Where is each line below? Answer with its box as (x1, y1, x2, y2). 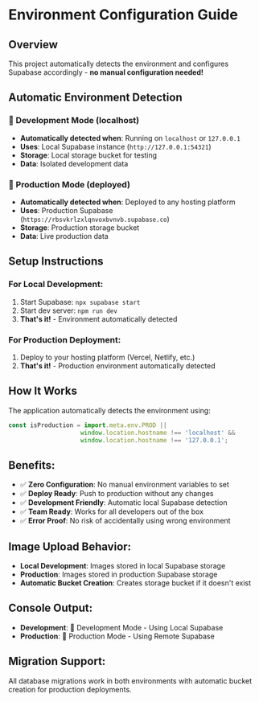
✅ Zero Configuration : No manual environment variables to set (19, 480, 229, 490)
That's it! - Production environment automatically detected (19, 360, 216, 371)
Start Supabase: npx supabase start (19, 297, 141, 306)
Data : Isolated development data (19, 158, 129, 168)
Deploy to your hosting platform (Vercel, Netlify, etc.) (19, 352, 195, 362)
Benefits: (8, 458, 55, 472)
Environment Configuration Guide (8, 6, 239, 24)
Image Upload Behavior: (8, 540, 131, 553)
